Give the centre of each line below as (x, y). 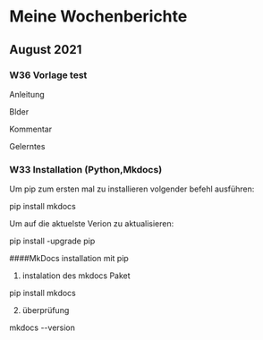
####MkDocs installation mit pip (69, 259)
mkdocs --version (42, 327)
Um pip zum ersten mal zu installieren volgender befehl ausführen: (132, 189)
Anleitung (27, 94)
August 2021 (46, 50)
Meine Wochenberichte (98, 17)
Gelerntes (27, 146)
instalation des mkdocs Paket (76, 276)
